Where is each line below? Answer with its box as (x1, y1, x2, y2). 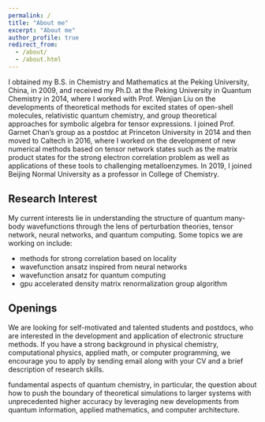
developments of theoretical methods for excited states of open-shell (8, 102, 233, 111)
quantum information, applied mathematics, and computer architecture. (8, 405, 241, 414)
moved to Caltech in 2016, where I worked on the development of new (8, 136, 237, 145)
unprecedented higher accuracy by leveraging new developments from (8, 396, 239, 406)
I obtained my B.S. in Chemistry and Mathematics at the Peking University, (8, 77, 250, 87)
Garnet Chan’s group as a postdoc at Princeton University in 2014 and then (8, 127, 252, 136)
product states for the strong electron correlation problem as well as (8, 152, 230, 162)
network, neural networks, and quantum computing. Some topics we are (8, 230, 243, 239)
